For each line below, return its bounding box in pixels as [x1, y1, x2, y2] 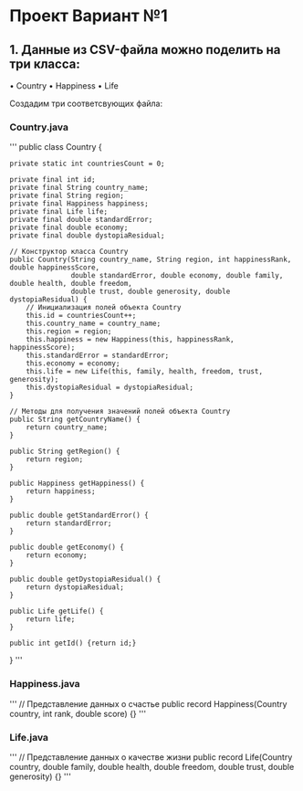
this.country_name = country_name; [26, 319, 162, 329]
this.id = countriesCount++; [26, 311, 137, 321]
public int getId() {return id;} [9, 638, 137, 649]
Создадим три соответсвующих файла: [9, 98, 162, 109]
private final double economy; [9, 223, 129, 233]
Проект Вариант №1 [9, 5, 169, 26]
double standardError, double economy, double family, [70, 271, 284, 280]
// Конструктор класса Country [9, 248, 129, 257]
